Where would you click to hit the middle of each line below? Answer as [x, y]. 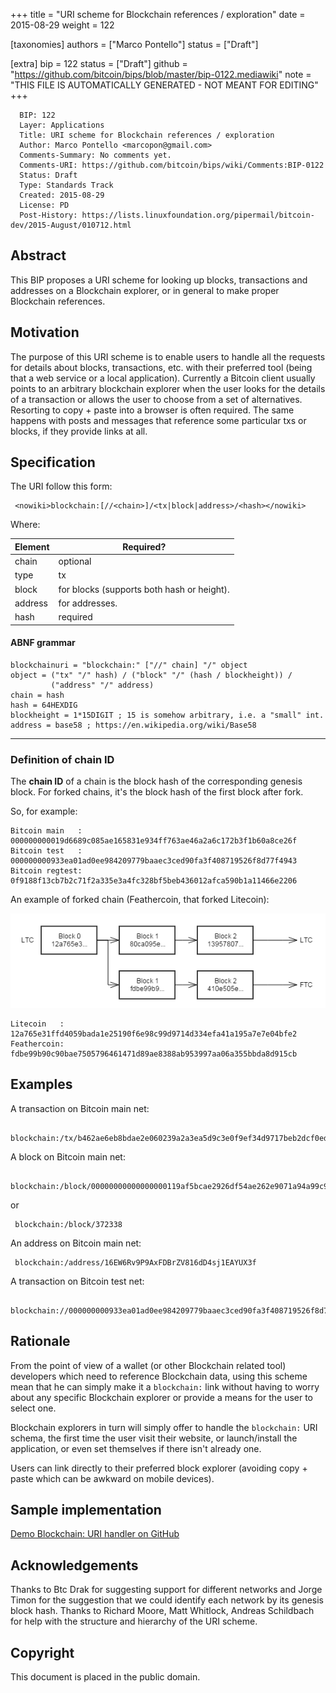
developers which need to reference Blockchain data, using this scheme [159, 1376]
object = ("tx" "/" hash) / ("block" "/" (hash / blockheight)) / [151, 675]
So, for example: [44, 811]
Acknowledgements [74, 1565]
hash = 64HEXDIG [44, 705]
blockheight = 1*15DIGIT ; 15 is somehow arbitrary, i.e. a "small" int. [167, 715]
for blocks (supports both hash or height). [144, 589]
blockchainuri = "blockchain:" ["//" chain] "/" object [129, 665]
